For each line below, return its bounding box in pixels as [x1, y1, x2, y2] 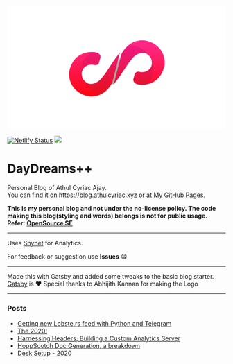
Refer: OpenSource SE [7, 219, 73, 227]
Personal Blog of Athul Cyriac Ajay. [7, 184, 107, 192]
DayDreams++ [7, 161, 93, 176]
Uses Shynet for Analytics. [7, 239, 83, 248]
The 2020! [17, 327, 47, 335]
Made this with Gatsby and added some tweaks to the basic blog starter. [7, 272, 214, 281]
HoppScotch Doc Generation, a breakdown [17, 341, 141, 349]
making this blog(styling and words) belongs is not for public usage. [7, 211, 208, 220]
